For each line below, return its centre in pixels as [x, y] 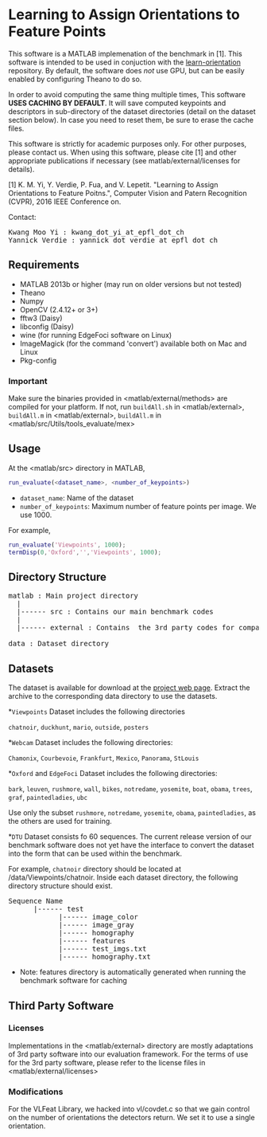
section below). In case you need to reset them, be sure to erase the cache [131, 120]
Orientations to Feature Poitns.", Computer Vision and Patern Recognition [128, 193]
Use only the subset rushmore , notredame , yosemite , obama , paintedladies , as [132, 813]
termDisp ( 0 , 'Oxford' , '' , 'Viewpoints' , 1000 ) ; [85, 552]
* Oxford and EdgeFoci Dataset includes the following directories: [113, 774]
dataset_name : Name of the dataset [76, 498]
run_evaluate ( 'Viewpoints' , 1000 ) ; [67, 545]
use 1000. [36, 515]
